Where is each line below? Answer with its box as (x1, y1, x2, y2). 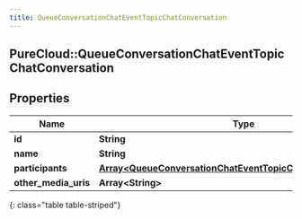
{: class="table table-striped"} (9, 199, 121, 210)
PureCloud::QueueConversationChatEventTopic (9, 47, 285, 62)
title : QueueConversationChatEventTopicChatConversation (9, 13, 227, 22)
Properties (9, 91, 70, 106)
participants (13, 162, 67, 174)
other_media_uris (13, 176, 91, 188)
